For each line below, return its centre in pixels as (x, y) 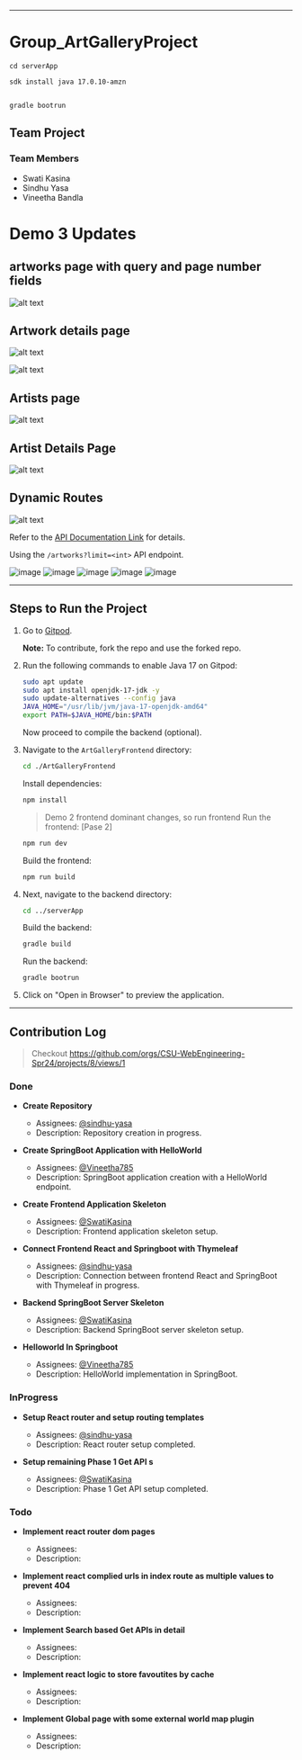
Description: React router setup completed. (115, 1444)
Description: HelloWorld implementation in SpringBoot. (137, 1374)
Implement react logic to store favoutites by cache (118, 1674)
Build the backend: (57, 928)
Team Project (47, 133)
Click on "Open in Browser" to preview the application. (123, 995)
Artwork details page (70, 331)
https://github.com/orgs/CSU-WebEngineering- (157, 1053)
